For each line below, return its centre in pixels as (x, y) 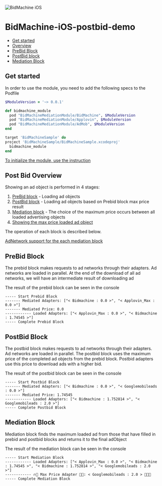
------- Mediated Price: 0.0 (34, 309)
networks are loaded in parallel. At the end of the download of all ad (73, 273)
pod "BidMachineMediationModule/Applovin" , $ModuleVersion (70, 120)
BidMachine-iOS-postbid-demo (70, 27)
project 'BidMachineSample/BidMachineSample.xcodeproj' (63, 142)
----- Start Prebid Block (31, 297)
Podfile (12, 93)
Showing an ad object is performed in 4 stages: (52, 187)
